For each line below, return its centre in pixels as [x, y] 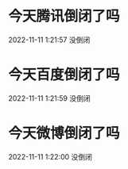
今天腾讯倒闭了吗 [64, 16]
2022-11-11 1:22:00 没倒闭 [50, 156]
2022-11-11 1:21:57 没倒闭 [49, 40]
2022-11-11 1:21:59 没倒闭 [49, 98]
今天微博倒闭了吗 [64, 134]
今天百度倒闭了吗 [64, 75]
